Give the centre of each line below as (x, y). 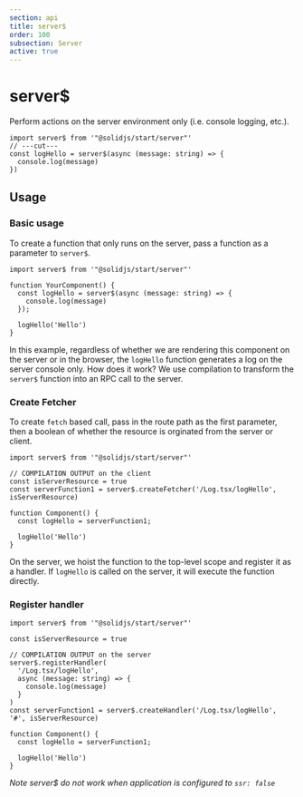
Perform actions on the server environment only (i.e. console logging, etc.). (149, 121)
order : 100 (30, 34)
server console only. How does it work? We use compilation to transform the (151, 369)
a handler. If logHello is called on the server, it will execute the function (142, 571)
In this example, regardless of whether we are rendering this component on (150, 349)
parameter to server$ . (50, 253)
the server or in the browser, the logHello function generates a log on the (146, 359)
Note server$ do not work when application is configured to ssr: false (142, 783)
